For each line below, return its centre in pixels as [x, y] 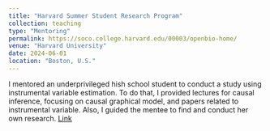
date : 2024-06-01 [38, 53]
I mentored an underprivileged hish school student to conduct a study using [135, 84]
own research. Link [41, 118]
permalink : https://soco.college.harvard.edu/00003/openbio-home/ [123, 38]
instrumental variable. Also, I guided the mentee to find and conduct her [129, 109]
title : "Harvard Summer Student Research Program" [96, 16]
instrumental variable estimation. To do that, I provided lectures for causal [131, 92]
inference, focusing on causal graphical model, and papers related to [124, 101]
